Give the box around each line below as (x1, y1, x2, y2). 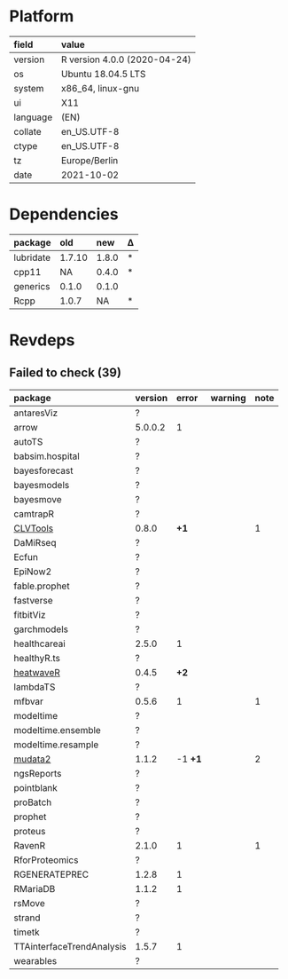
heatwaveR (13, 666, 60, 678)
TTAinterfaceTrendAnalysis (13, 940, 127, 952)
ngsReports (13, 767, 62, 779)
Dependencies (9, 204, 119, 225)
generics (13, 280, 51, 292)
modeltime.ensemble (13, 723, 102, 736)
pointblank (13, 781, 58, 793)
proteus (13, 825, 46, 837)
